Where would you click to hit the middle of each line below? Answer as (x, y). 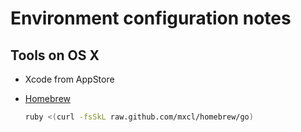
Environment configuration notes (151, 18)
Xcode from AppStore (69, 79)
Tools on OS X (55, 55)
